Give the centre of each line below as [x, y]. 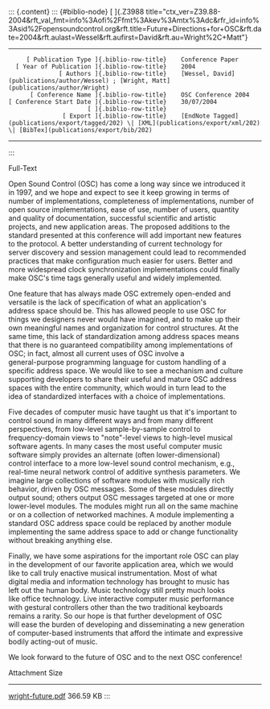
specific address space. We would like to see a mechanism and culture [126, 371]
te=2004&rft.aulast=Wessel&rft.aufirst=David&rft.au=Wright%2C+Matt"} [128, 37]
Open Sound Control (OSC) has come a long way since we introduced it [127, 184]
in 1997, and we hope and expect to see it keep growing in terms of [119, 192]
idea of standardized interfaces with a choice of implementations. [117, 396]
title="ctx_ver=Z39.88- [183, 12]
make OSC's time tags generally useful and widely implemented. [115, 278]
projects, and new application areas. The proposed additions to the [119, 226]
